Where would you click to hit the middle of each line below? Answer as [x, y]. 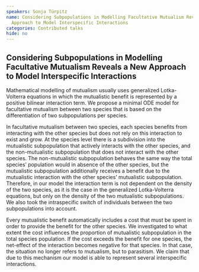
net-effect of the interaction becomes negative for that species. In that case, [99, 245]
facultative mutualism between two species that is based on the [84, 109]
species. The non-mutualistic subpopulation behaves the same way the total [99, 158]
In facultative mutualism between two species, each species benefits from [97, 127]
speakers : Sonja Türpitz [37, 12]
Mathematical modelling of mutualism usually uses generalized [83, 90]
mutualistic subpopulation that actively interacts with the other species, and [98, 145]
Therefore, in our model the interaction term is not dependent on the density [99, 183]
